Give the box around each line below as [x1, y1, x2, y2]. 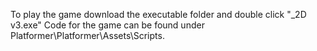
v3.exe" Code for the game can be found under [10, 19, 205, 31]
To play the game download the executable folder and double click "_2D [10, 9, 307, 20]
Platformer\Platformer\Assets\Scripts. [10, 30, 165, 41]
